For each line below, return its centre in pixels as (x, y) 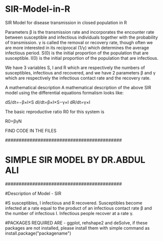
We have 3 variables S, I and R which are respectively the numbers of (75, 68)
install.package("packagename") (38, 233)
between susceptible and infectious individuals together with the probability (81, 37)
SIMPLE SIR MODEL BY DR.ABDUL (75, 160)
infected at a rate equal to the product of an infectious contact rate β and (79, 208)
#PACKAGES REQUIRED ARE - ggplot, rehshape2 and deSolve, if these (76, 223)
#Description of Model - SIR (33, 193)
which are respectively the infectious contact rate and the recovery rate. (78, 78)
